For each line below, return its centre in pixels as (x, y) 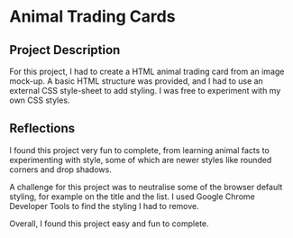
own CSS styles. (40, 100)
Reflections (42, 128)
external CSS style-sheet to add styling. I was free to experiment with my (145, 91)
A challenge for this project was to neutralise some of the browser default (146, 187)
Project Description (65, 50)
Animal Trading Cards (92, 17)
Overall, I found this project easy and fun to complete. (109, 224)
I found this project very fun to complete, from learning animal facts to (140, 150)
